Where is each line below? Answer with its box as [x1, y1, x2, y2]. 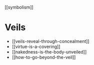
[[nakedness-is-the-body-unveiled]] [11, 48, 87, 54]
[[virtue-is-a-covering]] [11, 43, 60, 49]
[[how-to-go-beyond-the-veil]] [11, 54, 76, 60]
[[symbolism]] [4, 4, 33, 10]
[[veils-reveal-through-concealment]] [11, 38, 89, 44]
